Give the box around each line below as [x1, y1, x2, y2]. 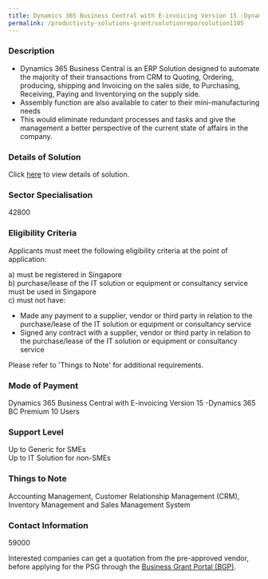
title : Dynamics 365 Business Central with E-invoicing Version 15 [8, 11, 238, 20]
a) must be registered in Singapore [8, 269, 122, 280]
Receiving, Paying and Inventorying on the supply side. [19, 89, 201, 98]
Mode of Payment [8, 380, 78, 391]
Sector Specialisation [8, 189, 93, 200]
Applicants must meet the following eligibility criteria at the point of [8, 245, 229, 256]
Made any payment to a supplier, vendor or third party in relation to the [19, 311, 253, 320]
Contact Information [8, 520, 89, 531]
